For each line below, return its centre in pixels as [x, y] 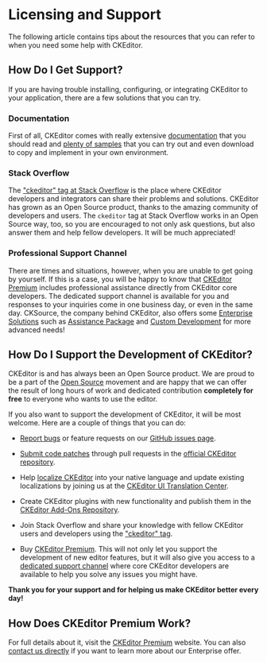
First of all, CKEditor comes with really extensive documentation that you [127, 136]
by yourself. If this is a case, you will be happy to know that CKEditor [120, 279]
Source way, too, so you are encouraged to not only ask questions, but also [132, 224]
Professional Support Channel [68, 254]
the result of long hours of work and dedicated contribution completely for [131, 390]
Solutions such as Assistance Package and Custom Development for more [130, 321]
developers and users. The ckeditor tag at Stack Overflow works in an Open [133, 215]
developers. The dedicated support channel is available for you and [119, 296]
